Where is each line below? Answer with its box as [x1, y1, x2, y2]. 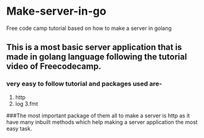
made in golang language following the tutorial [6, 52, 188, 62]
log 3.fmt [15, 100, 38, 107]
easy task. [6, 125, 32, 132]
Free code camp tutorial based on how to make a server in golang [6, 24, 172, 32]
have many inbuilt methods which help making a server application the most [6, 118, 198, 126]
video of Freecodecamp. [6, 61, 102, 71]
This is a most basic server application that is [6, 42, 182, 53]
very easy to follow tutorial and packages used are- [6, 79, 162, 88]
